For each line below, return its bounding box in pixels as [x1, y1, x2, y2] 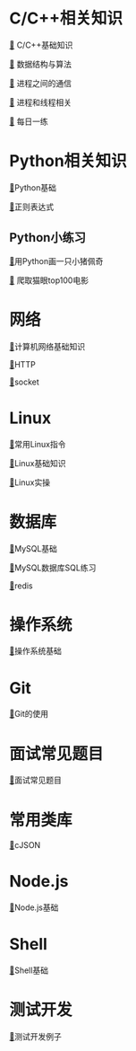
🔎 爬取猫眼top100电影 [9, 275, 89, 286]
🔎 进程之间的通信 [9, 77, 72, 88]
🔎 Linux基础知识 [9, 457, 66, 468]
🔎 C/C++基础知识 [9, 40, 73, 50]
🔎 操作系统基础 [9, 646, 63, 657]
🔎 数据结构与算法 [9, 58, 72, 69]
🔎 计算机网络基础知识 [9, 340, 86, 351]
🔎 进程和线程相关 [9, 96, 72, 108]
